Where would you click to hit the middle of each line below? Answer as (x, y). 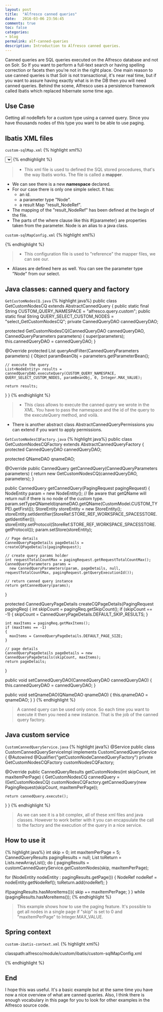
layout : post (18, 10)
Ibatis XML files (29, 138)
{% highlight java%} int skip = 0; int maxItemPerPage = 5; (63, 852)
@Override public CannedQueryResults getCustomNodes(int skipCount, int (80, 772)
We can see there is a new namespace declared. (61, 184)
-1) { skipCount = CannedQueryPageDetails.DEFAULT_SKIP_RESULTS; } (77, 614)
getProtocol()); (20, 530)
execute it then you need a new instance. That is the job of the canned (88, 715)
